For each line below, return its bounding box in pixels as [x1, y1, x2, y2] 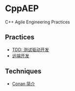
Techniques [5, 67, 42, 75]
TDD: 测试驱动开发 [12, 47, 49, 53]
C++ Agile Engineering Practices [5, 19, 70, 25]
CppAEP [5, 3, 39, 14]
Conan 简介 [12, 81, 35, 87]
